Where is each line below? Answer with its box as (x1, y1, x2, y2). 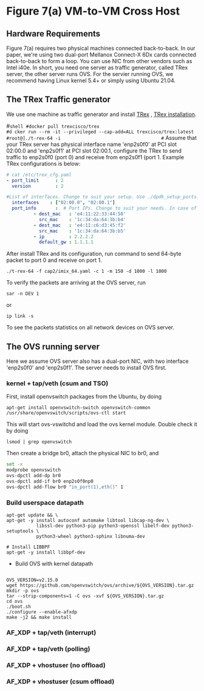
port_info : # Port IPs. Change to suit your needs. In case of (12, 205, 197, 211)
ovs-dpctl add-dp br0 (6, 473, 61, 479)
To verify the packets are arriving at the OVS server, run (6, 279, 146, 286)
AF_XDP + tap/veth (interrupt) (6, 628, 97, 637)
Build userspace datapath (6, 498, 84, 507)
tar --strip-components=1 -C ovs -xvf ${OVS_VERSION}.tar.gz (6, 593, 165, 599)
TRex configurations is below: (6, 160, 81, 167)
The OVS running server (6, 342, 100, 352)
